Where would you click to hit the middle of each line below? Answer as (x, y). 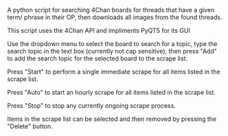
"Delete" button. (30, 126)
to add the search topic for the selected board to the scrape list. (97, 58)
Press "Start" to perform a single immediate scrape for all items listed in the (114, 72)
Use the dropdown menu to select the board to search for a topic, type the (112, 44)
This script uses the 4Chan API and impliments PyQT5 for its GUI (99, 31)
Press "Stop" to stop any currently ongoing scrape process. (92, 105)
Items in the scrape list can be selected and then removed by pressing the (112, 119)
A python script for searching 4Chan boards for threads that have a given (111, 10)
